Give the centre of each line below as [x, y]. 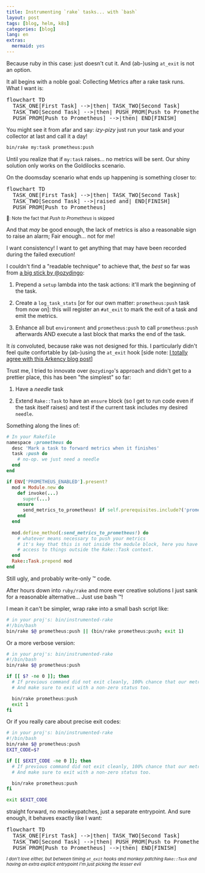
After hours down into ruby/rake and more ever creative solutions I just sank [102, 590]
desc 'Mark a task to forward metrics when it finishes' [86, 448]
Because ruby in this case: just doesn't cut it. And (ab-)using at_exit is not [100, 63]
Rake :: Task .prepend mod [42, 561]
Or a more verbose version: [41, 643]
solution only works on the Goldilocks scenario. [66, 165]
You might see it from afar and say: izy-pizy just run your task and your [95, 129]
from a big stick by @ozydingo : [45, 273]
